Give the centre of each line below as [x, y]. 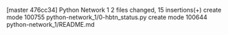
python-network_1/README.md [51, 24]
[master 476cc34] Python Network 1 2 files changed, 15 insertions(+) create [114, 10]
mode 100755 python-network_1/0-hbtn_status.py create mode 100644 [107, 17]
